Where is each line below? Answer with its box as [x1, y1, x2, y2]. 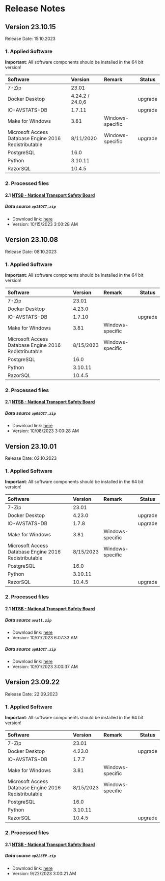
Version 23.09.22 [5, 678, 60, 686]
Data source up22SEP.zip [5, 853, 56, 859]
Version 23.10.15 [5, 23, 56, 31]
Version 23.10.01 [5, 442, 57, 450]
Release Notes [5, 3, 65, 14]
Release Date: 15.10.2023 [5, 36, 55, 41]
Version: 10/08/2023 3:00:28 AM [12, 428, 80, 434]
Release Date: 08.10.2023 [5, 249, 57, 255]
